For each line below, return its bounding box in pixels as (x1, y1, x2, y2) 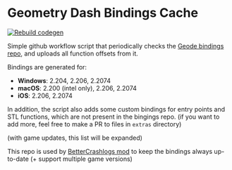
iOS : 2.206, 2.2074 (17, 91, 73, 100)
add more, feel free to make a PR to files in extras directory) (7, 119, 182, 128)
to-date (7, 155, 30, 163)
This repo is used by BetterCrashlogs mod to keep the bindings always (7, 147, 213, 155)
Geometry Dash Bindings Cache (7, 5, 199, 21)
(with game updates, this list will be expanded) (7, 133, 143, 142)
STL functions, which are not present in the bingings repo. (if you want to (7, 112, 220, 121)
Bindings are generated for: (7, 63, 87, 71)
